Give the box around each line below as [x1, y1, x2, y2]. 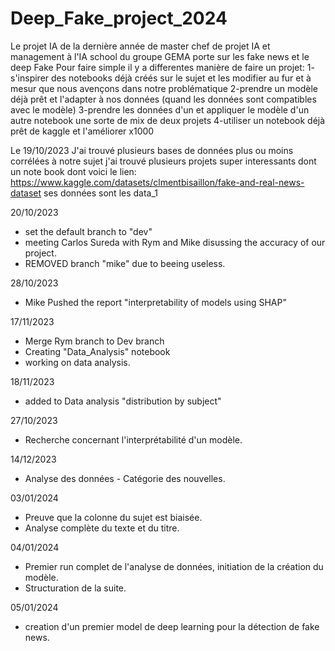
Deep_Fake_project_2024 [10, 7, 228, 30]
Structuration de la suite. [24, 582, 127, 594]
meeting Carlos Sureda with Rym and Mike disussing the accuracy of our [24, 236, 326, 248]
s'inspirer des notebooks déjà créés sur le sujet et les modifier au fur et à [10, 72, 312, 84]
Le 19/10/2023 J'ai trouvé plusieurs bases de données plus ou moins [10, 144, 294, 156]
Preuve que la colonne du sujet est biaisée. [24, 511, 203, 523]
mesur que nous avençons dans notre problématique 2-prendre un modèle [10, 82, 318, 94]
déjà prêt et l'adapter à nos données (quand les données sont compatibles [10, 93, 317, 105]
